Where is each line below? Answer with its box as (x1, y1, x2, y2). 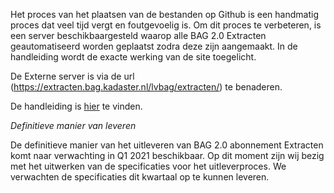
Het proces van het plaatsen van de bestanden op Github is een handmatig (10, 9, 319, 20)
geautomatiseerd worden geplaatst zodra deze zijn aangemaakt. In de (10, 40, 298, 52)
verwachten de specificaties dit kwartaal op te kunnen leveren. (10, 171, 270, 183)
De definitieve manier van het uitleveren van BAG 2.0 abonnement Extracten (10, 139, 324, 151)
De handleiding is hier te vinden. (10, 100, 143, 112)
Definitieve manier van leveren (10, 120, 137, 131)
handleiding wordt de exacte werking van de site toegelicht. (10, 51, 257, 63)
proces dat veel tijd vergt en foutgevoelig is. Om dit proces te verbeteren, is (10, 19, 322, 31)
